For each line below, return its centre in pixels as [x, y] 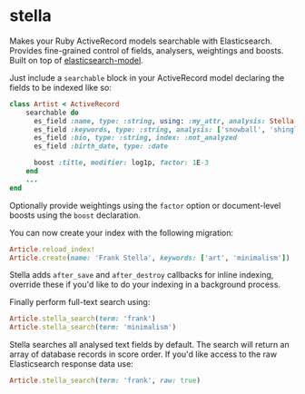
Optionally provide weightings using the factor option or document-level [145, 205]
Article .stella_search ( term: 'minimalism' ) [93, 328]
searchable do [52, 113]
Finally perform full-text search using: [80, 302]
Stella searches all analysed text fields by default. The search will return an [149, 345]
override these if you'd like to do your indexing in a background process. [145, 285]
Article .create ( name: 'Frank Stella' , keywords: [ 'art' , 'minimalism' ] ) [150, 258]
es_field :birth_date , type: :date [101, 146]
